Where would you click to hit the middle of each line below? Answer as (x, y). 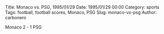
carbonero (16, 17)
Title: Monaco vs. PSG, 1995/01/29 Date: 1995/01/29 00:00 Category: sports (82, 7)
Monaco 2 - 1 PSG (23, 27)
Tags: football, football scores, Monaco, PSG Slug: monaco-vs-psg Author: (81, 12)
